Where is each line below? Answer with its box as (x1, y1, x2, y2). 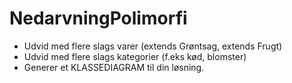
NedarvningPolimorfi (9, 7, 188, 30)
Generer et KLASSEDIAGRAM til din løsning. (23, 61, 205, 73)
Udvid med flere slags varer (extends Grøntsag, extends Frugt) (23, 40, 283, 52)
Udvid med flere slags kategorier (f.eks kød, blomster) (23, 50, 247, 62)
